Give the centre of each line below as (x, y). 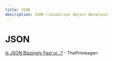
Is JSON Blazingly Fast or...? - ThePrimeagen (51, 53)
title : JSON (18, 10)
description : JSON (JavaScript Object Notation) (57, 14)
